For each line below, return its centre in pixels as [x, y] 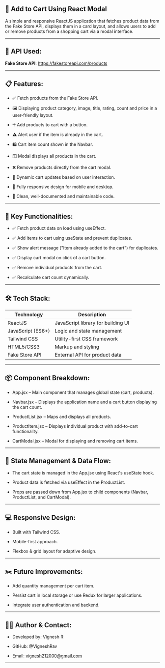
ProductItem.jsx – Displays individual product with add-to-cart [75, 426]
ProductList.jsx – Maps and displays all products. [62, 417]
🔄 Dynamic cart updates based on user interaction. [64, 177]
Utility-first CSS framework [86, 339]
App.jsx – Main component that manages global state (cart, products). [83, 392]
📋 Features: [24, 84]
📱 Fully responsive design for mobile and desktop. [63, 187]
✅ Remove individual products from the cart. [57, 268]
